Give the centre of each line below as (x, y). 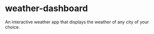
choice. (13, 27)
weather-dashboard (47, 8)
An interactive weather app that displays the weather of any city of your (77, 22)
